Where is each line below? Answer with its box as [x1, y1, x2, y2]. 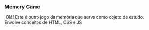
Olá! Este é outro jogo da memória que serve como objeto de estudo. [5, 15, 144, 20]
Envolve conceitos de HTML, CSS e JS [4, 19, 82, 25]
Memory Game [4, 3, 41, 10]
